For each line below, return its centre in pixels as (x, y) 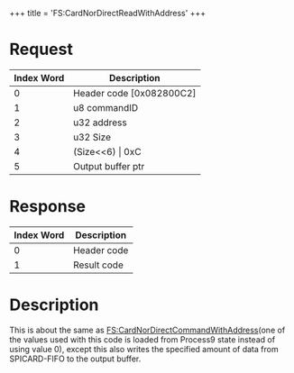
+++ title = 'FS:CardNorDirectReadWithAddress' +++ (108, 13)
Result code (98, 265)
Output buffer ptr (109, 166)
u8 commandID (106, 107)
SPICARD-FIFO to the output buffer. (75, 359)
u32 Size (92, 137)
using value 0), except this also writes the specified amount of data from (144, 349)
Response (48, 207)
